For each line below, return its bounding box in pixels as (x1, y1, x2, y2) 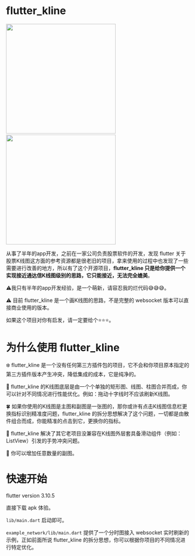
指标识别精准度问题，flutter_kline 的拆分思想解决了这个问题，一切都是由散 (11, 410, 189, 417)
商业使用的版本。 (11, 304, 53, 311)
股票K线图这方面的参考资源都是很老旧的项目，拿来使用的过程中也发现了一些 (6, 257, 189, 264)
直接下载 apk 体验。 (6, 504, 54, 511)
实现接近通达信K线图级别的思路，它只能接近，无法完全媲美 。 (6, 272, 154, 279)
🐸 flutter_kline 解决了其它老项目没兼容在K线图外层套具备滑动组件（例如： (6, 430, 182, 437)
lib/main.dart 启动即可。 (6, 516, 68, 523)
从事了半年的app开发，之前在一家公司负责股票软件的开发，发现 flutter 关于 (6, 250, 186, 257)
